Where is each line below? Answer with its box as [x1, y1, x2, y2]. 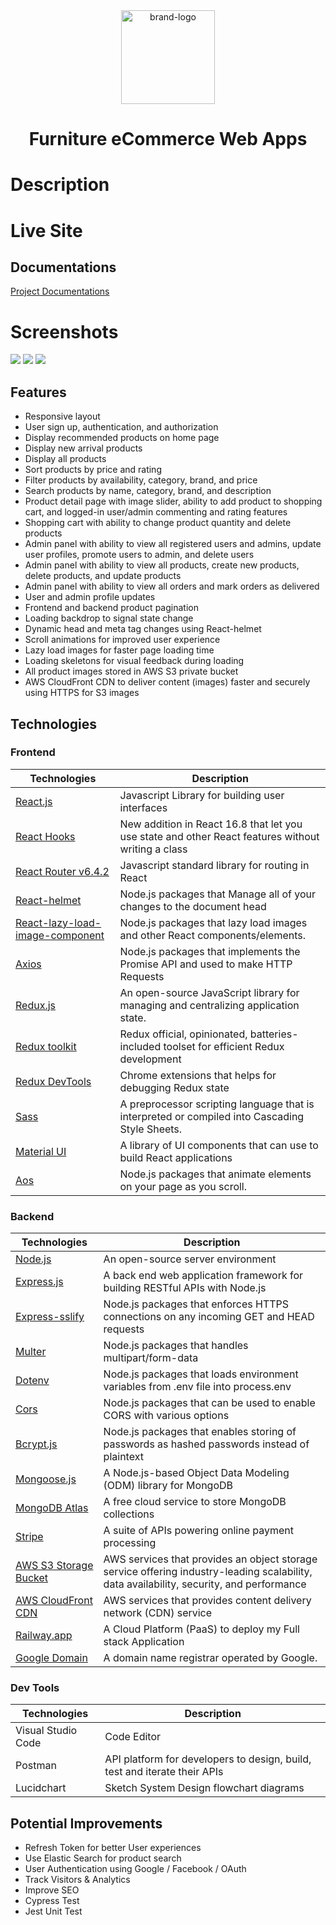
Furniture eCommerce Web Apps [28, 128, 308, 151]
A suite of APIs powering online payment [103, 1524, 294, 1538]
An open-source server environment [103, 1252, 277, 1266]
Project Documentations [10, 285, 110, 298]
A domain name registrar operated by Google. [103, 1651, 318, 1665]
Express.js [15, 1275, 64, 1289]
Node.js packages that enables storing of [103, 1425, 297, 1439]
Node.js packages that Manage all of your [119, 887, 317, 901]
